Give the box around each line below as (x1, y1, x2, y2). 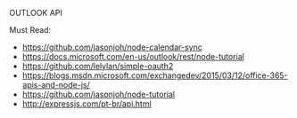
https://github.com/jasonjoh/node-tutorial (21, 89, 176, 99)
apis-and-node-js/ (21, 80, 91, 90)
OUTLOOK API (9, 8, 62, 18)
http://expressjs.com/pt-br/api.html (21, 98, 152, 109)
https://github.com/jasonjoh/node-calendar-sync (21, 42, 202, 52)
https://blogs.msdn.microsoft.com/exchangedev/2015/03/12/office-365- (21, 70, 288, 81)
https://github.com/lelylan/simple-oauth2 (21, 61, 174, 71)
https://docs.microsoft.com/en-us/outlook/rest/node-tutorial (21, 51, 245, 61)
